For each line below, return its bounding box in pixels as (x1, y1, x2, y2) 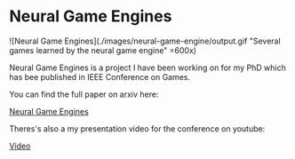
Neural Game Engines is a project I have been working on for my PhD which (9, 62, 287, 73)
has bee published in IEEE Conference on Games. (9, 71, 191, 82)
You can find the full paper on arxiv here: (9, 89, 159, 99)
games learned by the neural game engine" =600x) (9, 44, 197, 55)
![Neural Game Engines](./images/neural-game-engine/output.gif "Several (9, 36, 282, 46)
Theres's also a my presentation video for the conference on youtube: (9, 123, 266, 134)
